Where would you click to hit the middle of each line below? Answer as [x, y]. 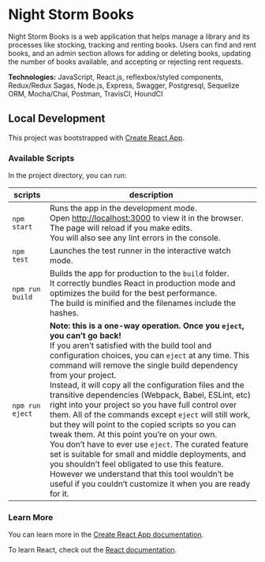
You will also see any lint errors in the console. [135, 238]
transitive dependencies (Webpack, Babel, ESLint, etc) [150, 395]
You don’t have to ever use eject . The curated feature [149, 444]
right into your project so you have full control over [143, 405]
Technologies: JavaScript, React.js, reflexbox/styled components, [116, 77]
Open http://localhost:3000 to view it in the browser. [147, 218]
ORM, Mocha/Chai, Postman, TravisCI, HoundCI [86, 93]
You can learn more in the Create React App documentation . [106, 534]
